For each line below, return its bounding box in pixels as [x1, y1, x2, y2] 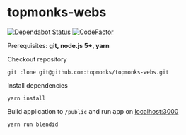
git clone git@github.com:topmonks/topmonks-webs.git [7, 69, 170, 76]
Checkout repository [7, 54, 67, 64]
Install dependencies [7, 81, 69, 89]
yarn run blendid [7, 121, 59, 128]
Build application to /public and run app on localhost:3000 [7, 107, 179, 115]
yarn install [7, 95, 46, 102]
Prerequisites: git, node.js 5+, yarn [7, 41, 110, 49]
